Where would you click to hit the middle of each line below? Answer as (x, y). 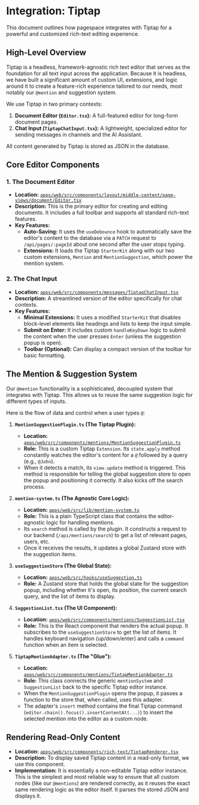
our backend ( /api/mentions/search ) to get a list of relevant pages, (105, 535)
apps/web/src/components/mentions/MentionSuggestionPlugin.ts (102, 443)
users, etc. (37, 541)
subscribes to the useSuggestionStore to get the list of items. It (100, 632)
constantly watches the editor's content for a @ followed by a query (106, 455)
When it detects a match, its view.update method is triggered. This (105, 467)
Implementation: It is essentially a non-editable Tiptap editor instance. (101, 770)
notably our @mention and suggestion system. (61, 92)
